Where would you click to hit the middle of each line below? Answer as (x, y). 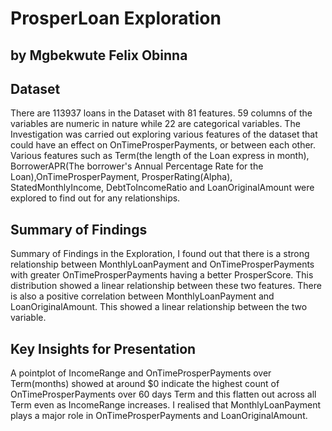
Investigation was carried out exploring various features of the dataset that (164, 134)
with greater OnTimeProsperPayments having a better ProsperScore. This (162, 275)
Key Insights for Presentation (103, 348)
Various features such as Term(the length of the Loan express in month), (160, 156)
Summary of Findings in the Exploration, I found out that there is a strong (160, 254)
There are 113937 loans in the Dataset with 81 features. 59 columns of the (161, 113)
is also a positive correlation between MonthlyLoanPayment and (142, 296)
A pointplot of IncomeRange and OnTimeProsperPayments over (141, 373)
